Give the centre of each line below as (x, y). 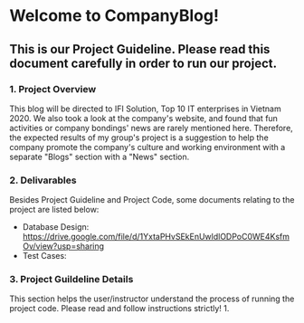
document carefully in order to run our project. (143, 63)
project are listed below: (54, 210)
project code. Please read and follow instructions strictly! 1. (119, 309)
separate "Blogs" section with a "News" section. (100, 157)
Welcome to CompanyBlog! (114, 16)
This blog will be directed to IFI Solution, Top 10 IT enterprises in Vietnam (146, 109)
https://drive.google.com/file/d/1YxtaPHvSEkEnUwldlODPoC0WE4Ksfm (156, 237)
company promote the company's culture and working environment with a (147, 147)
